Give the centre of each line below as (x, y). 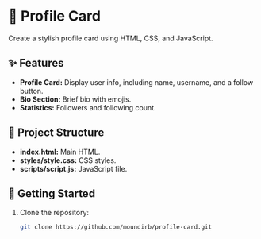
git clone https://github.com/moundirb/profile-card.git (116, 227)
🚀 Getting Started (52, 193)
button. (31, 91)
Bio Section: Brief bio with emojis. (75, 99)
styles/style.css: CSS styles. (68, 160)
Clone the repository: (54, 213)
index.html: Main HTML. (60, 152)
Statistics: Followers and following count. (88, 107)
